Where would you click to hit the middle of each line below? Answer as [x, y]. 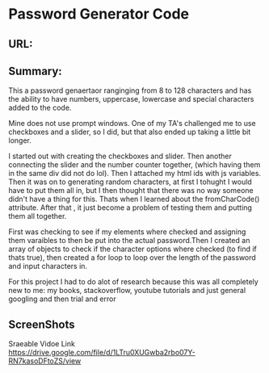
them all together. [38, 216]
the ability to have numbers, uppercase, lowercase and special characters [131, 99]
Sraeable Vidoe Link [42, 344]
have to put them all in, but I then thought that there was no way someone [131, 191]
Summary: [35, 71]
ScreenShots [42, 324]
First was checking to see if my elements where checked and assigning [127, 232]
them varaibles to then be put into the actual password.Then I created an [129, 241]
